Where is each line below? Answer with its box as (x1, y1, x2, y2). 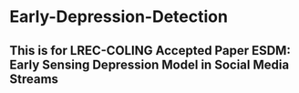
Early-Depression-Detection (9, 6, 228, 27)
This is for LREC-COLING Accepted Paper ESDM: (9, 43, 292, 58)
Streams (9, 71, 59, 87)
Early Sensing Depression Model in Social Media (9, 57, 290, 72)
